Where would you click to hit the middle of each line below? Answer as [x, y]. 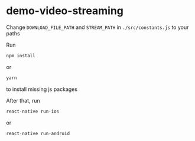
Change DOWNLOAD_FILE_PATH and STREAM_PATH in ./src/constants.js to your [97, 27]
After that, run [23, 100]
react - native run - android [38, 133]
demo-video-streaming [65, 11]
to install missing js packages [42, 89]
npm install [21, 55]
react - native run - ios [33, 111]
